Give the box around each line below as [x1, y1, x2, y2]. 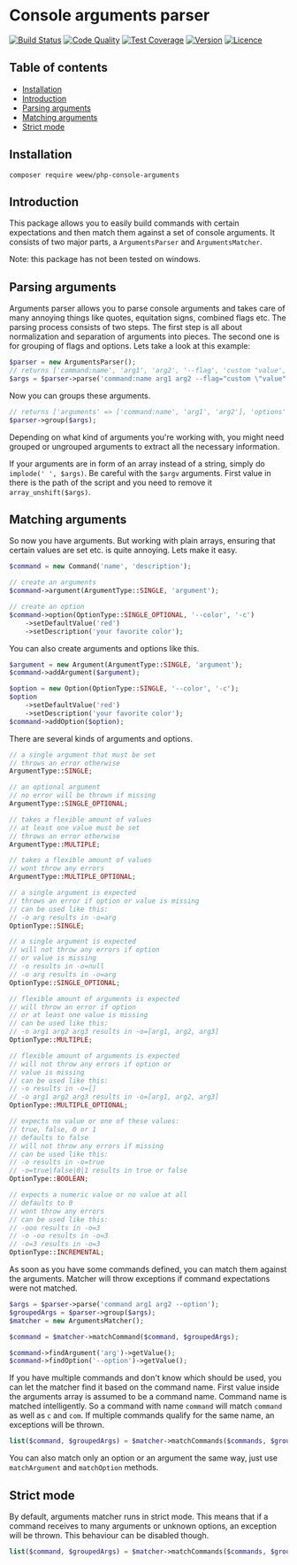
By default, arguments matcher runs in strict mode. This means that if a [9, 1511, 269, 1522]
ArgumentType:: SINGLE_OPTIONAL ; [9, 799, 128, 808]
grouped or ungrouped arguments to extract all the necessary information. [9, 441, 280, 451]
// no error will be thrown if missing [9, 791, 156, 800]
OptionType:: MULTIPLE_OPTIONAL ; [9, 1101, 128, 1110]
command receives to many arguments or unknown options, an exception [9, 1520, 277, 1531]
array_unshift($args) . [9, 486, 91, 497]
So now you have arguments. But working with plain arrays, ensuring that [9, 536, 276, 546]
